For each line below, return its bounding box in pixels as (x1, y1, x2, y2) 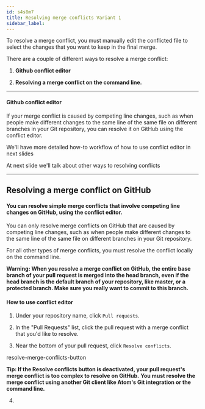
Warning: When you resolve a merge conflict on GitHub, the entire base (6, 265, 191, 272)
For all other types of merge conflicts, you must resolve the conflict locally (6, 247, 193, 254)
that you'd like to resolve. (15, 330, 79, 338)
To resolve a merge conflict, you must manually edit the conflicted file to (6, 37, 188, 44)
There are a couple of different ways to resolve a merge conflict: (6, 55, 168, 63)
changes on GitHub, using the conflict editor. (6, 208, 123, 216)
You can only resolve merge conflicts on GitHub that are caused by (6, 222, 175, 229)
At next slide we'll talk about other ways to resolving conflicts (6, 162, 160, 169)
